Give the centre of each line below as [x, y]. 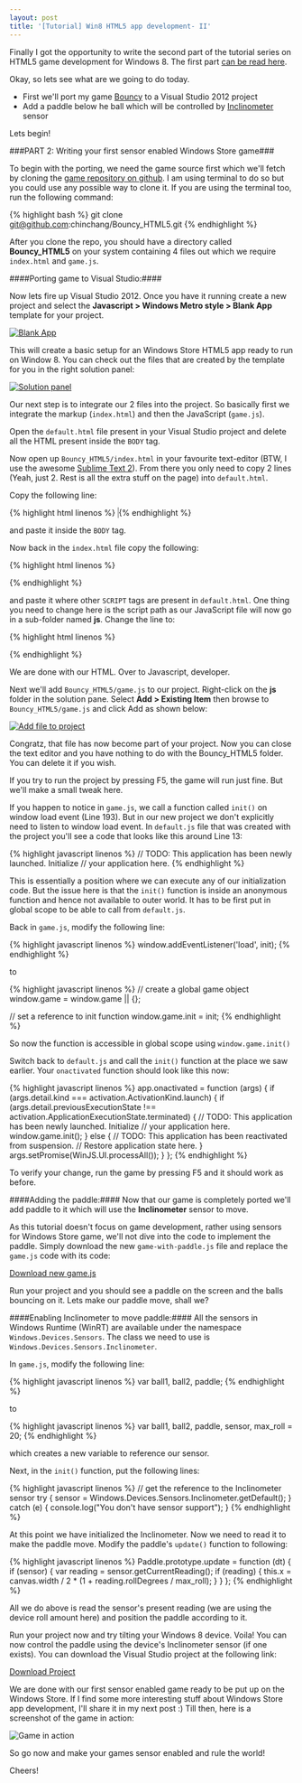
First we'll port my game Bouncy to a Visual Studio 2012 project [140, 97]
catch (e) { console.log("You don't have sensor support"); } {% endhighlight [150, 1507]
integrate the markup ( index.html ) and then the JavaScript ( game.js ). [137, 414]
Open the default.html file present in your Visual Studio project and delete [148, 431]
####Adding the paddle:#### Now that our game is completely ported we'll [150, 1200]
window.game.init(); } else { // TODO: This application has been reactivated [149, 1135]
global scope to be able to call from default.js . [98, 910]
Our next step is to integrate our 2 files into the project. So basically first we [150, 404]
